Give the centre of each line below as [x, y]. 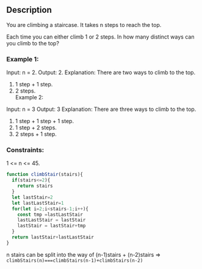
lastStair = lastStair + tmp [52, 226]
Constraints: [25, 150]
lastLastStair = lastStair [52, 220]
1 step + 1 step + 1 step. [45, 121]
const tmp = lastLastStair [50, 214]
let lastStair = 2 [32, 197]
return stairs [35, 186]
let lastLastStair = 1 [38, 203]
